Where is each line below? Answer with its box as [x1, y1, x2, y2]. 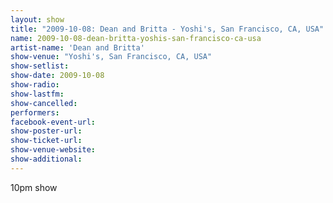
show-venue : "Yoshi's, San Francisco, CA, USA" [10, 52, 213, 62]
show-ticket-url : [10, 136, 83, 146]
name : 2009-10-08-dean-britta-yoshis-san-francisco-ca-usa [10, 33, 262, 43]
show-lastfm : [10, 89, 65, 99]
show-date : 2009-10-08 [10, 71, 105, 81]
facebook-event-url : [10, 117, 97, 127]
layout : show [10, 14, 65, 25]
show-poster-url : [10, 126, 83, 136]
